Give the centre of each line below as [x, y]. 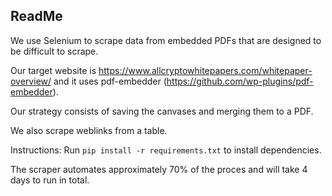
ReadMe [36, 16]
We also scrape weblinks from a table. [89, 130]
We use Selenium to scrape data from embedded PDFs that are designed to [166, 40]
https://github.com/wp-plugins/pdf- [240, 81]
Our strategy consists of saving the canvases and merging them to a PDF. [162, 111]
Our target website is [53, 70]
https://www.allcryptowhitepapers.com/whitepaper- [205, 70]
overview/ [31, 81]
